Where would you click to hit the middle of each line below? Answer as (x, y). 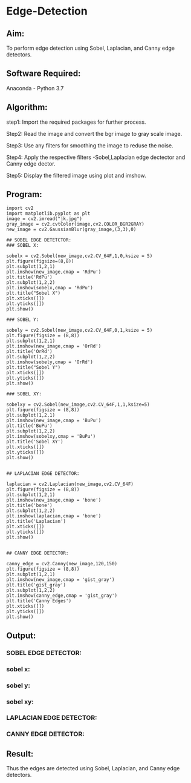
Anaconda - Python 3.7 (35, 88)
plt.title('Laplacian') (36, 522)
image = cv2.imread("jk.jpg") (44, 219)
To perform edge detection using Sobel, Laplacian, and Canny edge (91, 48)
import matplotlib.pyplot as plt (48, 213)
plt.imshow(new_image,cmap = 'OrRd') (54, 346)
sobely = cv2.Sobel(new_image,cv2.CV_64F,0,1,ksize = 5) (79, 331)
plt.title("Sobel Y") (34, 368)
